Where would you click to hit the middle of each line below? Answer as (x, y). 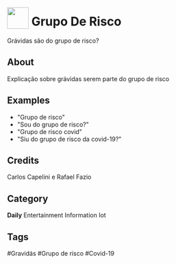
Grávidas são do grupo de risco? (53, 41)
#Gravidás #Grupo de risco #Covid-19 (61, 253)
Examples (28, 101)
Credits (23, 161)
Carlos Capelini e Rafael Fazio (49, 177)
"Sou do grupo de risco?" (53, 124)
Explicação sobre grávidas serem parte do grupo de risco (88, 78)
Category (28, 198)
